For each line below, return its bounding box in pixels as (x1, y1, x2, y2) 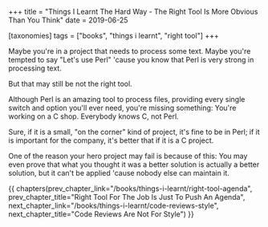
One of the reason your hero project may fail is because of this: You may (8, 152, 248, 160)
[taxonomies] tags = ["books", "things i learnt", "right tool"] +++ (8, 31, 219, 40)
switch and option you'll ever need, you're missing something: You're (8, 103, 237, 112)
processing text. (8, 63, 62, 73)
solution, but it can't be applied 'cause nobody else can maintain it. (8, 168, 230, 177)
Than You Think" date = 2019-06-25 (8, 15, 128, 25)
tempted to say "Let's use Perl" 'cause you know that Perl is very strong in (8, 55, 254, 64)
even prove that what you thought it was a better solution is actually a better (8, 160, 260, 169)
